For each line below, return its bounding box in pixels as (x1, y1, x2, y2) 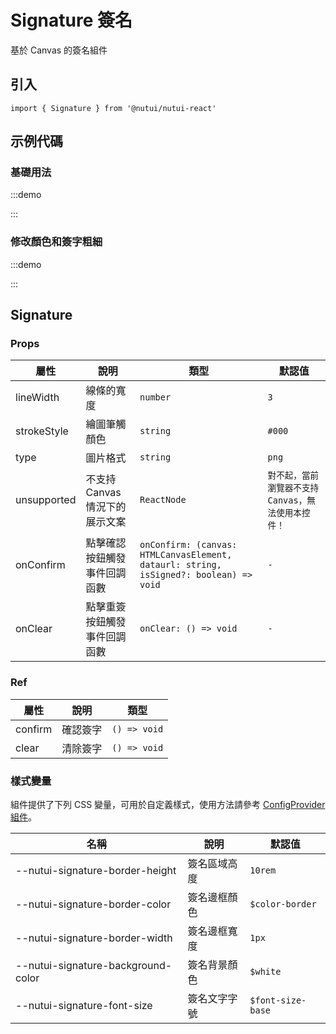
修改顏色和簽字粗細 (10, 235, 103, 249)
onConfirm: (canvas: (139, 539, 238, 551)
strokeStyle (15, 424, 69, 438)
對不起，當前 (267, 470, 320, 481)
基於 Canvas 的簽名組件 (10, 44, 108, 56)
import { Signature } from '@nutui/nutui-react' (10, 103, 217, 113)
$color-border (249, 899, 317, 910)
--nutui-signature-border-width (15, 931, 173, 945)
